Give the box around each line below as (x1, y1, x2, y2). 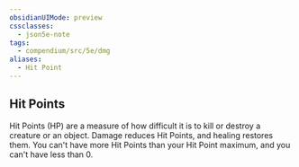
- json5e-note (17, 30, 70, 39)
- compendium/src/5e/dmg (17, 47, 111, 56)
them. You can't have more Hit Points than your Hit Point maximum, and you (9, 139, 291, 150)
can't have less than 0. (9, 149, 94, 160)
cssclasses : (9, 22, 54, 31)
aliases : (9, 55, 42, 64)
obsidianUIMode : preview (9, 13, 103, 22)
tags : (9, 38, 30, 48)
